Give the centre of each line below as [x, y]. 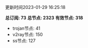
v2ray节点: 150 [27, 34]
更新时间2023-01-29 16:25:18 [35, 7]
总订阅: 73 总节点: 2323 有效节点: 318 [44, 18]
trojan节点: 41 [26, 28]
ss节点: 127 [24, 41]
